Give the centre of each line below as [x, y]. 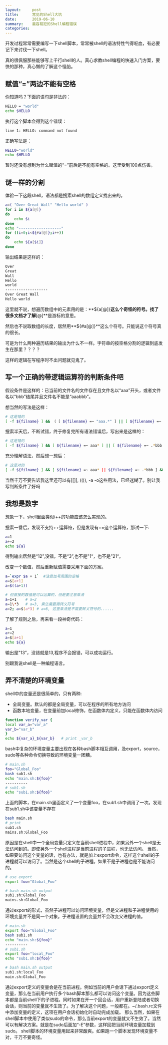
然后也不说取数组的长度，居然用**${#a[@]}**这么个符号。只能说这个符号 [81, 326]
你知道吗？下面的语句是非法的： [38, 97]
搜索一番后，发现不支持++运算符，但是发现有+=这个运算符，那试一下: [77, 527]
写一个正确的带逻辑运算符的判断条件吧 [64, 377]
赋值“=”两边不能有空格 [40, 84]
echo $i [22, 219]
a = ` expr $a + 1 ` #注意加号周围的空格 [42, 576]
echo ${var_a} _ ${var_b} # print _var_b [49, 739]
